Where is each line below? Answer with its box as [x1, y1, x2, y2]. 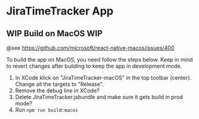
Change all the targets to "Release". [15, 80, 104, 88]
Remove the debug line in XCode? [15, 87, 100, 94]
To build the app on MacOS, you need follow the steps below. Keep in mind [6, 56, 194, 63]
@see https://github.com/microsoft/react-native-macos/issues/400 [6, 44, 175, 51]
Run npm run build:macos [15, 106, 79, 113]
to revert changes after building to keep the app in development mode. [6, 62, 183, 69]
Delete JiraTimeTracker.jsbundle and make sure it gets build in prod [15, 94, 183, 100]
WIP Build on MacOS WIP [6, 28, 103, 39]
